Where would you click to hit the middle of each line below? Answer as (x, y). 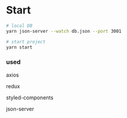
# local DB (19, 26)
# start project (26, 41)
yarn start (19, 47)
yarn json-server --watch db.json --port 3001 (64, 31)
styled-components (30, 98)
